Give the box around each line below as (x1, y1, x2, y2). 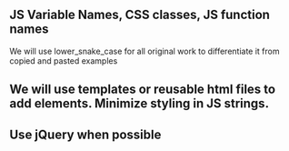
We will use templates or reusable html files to (9, 82, 275, 97)
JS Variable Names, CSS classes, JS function (9, 7, 271, 23)
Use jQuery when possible (9, 126, 162, 142)
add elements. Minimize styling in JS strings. (9, 96, 270, 112)
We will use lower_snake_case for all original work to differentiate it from (9, 45, 280, 56)
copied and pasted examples (9, 55, 118, 66)
